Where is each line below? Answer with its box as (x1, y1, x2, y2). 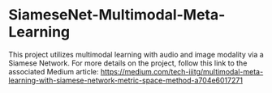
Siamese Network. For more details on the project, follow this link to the (8, 58, 248, 68)
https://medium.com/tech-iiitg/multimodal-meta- (100, 66, 264, 76)
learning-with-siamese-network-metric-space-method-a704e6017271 (8, 75, 244, 85)
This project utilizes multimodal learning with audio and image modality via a (8, 49, 264, 59)
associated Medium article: (8, 66, 99, 76)
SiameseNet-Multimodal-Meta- (8, 6, 226, 24)
